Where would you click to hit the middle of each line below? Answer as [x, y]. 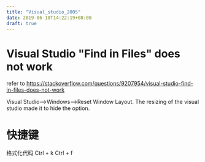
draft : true [21, 23]
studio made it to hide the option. [48, 108]
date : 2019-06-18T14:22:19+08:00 [49, 18]
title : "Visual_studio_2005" [44, 12]
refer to [16, 84]
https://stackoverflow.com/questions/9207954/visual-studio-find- [110, 84]
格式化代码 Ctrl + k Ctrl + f [40, 153]
